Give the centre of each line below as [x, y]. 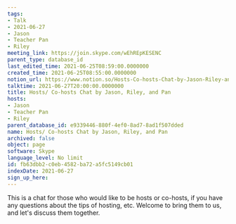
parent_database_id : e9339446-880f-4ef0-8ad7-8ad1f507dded [96, 125]
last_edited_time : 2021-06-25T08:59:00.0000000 [78, 66]
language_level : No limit [45, 158]
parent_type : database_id [45, 60]
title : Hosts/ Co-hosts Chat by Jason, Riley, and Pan [89, 92]
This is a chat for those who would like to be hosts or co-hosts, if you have [115, 197]
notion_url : [25, 79]
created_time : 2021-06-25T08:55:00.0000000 [72, 73]
